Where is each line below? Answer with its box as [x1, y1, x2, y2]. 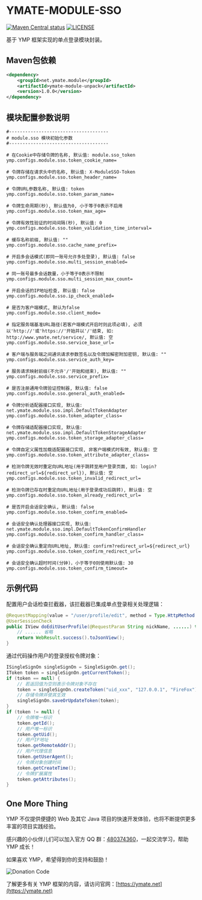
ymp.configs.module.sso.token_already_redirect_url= [6, 492, 141, 498]
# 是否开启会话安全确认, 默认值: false [6, 504, 94, 510]
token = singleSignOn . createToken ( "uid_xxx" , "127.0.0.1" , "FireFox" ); [17, 687, 200, 693]
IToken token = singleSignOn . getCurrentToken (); [6, 670, 130, 676]
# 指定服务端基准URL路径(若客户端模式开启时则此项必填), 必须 [6, 321, 142, 327]
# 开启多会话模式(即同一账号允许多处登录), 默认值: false [6, 254, 135, 260]
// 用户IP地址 [17, 737, 49, 743]
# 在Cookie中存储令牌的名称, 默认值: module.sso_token [6, 152, 136, 158]
